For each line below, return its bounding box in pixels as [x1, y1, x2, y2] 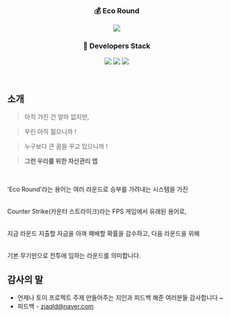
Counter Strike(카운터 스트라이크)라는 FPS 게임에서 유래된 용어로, [7, 207, 187, 216]
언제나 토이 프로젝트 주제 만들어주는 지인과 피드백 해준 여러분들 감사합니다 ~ [17, 293, 224, 302]
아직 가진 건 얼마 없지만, [24, 113, 90, 121]
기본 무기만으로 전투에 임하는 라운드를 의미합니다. [7, 252, 141, 260]
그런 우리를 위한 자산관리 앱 [24, 157, 98, 165]
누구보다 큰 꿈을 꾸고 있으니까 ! [24, 142, 108, 151]
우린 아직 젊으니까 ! [24, 128, 76, 136]
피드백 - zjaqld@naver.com [17, 302, 94, 311]
